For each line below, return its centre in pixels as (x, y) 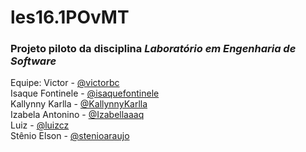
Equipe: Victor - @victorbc (65, 83)
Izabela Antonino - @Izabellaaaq (77, 115)
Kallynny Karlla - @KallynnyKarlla (79, 104)
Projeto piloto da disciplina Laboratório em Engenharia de (153, 49)
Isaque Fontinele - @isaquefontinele (85, 93)
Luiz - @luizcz (40, 125)
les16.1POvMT (70, 17)
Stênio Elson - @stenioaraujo (70, 136)
